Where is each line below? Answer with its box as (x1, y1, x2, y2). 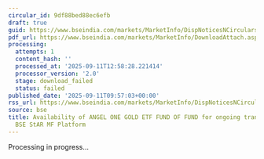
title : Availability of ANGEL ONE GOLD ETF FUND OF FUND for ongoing (8, 114, 241, 121)
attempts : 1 (15, 48, 55, 56)
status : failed (15, 84, 65, 92)
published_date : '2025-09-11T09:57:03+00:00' (8, 92, 159, 99)
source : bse (8, 107, 47, 114)
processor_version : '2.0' (15, 70, 101, 78)
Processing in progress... (8, 142, 89, 151)
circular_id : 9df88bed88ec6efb (8, 11, 111, 20)
